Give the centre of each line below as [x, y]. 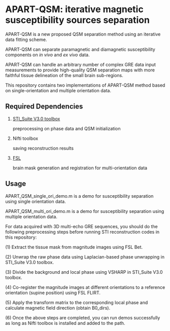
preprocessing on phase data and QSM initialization [66, 128]
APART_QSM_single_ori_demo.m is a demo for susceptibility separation [79, 196]
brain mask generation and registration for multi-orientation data [80, 168]
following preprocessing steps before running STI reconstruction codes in [82, 232]
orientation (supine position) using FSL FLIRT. [53, 292]
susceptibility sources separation [77, 20]
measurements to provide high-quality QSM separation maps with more [80, 70]
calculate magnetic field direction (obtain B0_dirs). [58, 308]
